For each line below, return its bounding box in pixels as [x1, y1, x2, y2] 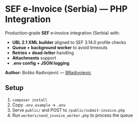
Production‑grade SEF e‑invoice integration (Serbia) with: [5, 30, 120, 36]
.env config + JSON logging [12, 60, 70, 66]
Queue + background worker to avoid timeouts [12, 44, 108, 50]
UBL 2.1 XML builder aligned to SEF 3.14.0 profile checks [12, 39, 126, 45]
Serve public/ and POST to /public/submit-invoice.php [12, 107, 125, 113]
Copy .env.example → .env [12, 102, 66, 108]
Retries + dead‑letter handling [12, 50, 74, 56]
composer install [12, 98, 48, 102]
